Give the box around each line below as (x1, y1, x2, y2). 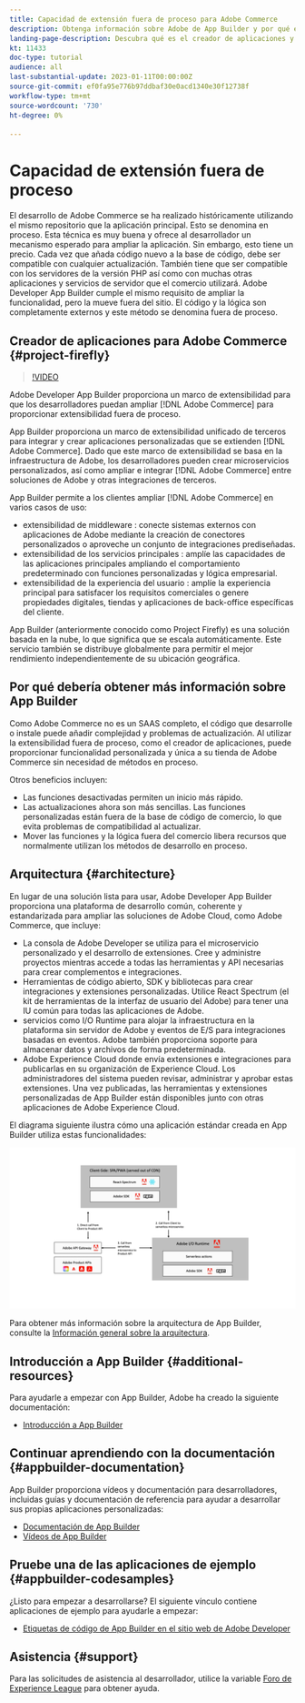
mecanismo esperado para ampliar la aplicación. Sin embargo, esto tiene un (9, 239, 293, 250)
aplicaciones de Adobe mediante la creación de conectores (22, 529, 245, 540)
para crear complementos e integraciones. (22, 966, 182, 978)
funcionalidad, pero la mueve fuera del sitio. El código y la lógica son (9, 297, 267, 309)
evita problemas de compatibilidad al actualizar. (22, 820, 202, 832)
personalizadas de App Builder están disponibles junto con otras (22, 1092, 264, 1103)
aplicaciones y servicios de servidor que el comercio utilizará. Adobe (9, 278, 268, 289)
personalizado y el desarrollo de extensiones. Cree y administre (22, 947, 261, 958)
